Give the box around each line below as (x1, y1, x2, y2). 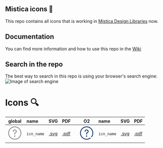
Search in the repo (5, 60, 63, 69)
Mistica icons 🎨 (5, 5, 54, 13)
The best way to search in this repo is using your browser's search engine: (5, 73, 158, 79)
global (8, 118, 22, 124)
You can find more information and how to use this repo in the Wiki (5, 46, 141, 52)
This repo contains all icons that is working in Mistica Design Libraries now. (5, 18, 159, 24)
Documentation (5, 33, 54, 41)
